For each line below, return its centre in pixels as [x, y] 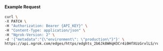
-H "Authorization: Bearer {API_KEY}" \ [46, 26]
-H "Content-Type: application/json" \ [45, 30]
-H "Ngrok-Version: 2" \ [30, 35]
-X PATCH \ [16, 22]
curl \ [11, 17]
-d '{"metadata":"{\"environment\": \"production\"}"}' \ [64, 39]
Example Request [23, 7]
